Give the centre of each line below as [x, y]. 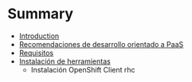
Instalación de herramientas [65, 61]
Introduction [39, 36]
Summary [40, 14]
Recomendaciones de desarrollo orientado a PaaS [101, 44]
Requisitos [36, 53]
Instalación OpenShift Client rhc [83, 69]
